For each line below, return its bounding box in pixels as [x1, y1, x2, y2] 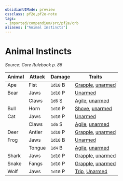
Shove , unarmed [74, 105, 112, 112]
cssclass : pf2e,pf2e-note [5, 12, 57, 16]
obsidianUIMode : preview [5, 7, 55, 12]
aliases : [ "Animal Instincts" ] [5, 25, 68, 30]
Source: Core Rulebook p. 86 [5, 62, 63, 68]
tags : [5, 16, 16, 21]
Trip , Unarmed [74, 168, 108, 175]
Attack [29, 74, 45, 80]
